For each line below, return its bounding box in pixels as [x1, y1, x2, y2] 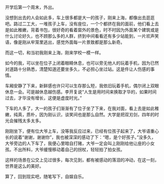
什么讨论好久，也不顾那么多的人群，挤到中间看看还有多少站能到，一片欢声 [5, 33, 155, 39]
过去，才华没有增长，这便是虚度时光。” [5, 95, 82, 101]
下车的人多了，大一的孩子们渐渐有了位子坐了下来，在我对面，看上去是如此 [5, 105, 155, 111]
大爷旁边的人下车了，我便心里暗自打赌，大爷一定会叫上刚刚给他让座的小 [5, 140, 150, 146]
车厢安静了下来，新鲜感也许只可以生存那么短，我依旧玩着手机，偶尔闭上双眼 [5, 83, 159, 88]
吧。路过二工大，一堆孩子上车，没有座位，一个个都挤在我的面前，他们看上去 [5, 21, 159, 26]
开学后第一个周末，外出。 [5, 4, 57, 10]
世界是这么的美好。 [5, 163, 44, 169]
